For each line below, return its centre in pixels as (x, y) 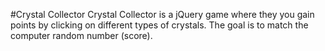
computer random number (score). (81, 35)
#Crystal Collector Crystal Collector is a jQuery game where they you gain (162, 14)
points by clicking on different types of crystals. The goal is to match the (159, 25)
